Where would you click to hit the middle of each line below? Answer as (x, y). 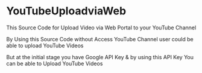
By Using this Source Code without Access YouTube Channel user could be (100, 39)
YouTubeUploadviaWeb (66, 11)
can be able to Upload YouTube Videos (55, 63)
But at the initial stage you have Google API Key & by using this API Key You (100, 57)
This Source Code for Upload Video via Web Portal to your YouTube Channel (101, 28)
